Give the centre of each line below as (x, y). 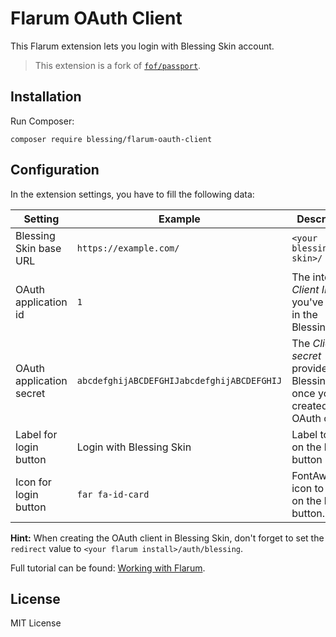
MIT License (36, 623)
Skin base (38, 248)
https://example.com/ (128, 248)
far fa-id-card (113, 494)
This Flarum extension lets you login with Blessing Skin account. (142, 46)
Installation (46, 97)
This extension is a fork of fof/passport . (118, 65)
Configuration (55, 170)
